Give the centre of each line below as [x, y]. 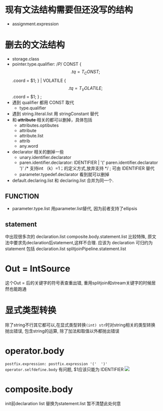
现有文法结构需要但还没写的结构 [69, 10]
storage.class [26, 59]
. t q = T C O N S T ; [85, 72]
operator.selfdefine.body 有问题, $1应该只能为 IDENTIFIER [64, 369]
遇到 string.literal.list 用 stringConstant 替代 [55, 114]
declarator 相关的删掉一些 [38, 152]
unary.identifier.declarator [45, 157]
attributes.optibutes [39, 125]
